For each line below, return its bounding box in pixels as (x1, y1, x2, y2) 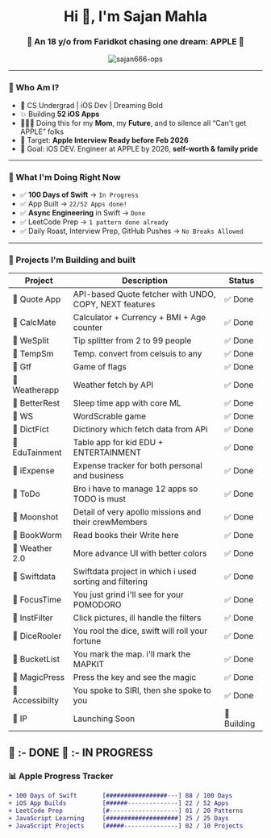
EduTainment (12, 447, 62, 458)
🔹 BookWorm (12, 530, 63, 541)
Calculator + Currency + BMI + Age (73, 312, 206, 323)
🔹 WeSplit (12, 335, 50, 346)
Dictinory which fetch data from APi (73, 423, 208, 435)
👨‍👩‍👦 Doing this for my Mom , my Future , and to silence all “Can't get (19, 118, 247, 127)
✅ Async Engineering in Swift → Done (19, 208, 146, 218)
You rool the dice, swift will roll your (73, 625, 208, 636)
